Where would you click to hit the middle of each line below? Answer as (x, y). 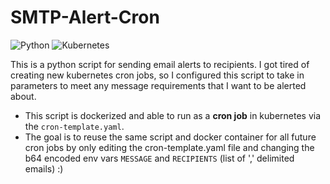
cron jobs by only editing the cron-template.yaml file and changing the (169, 147)
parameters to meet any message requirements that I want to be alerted (158, 85)
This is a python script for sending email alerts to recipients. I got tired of (160, 64)
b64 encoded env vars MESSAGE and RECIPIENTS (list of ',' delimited (159, 158)
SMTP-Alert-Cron (85, 17)
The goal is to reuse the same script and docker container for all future (170, 137)
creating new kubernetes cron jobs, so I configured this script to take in (157, 75)
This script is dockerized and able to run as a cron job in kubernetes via (173, 115)
